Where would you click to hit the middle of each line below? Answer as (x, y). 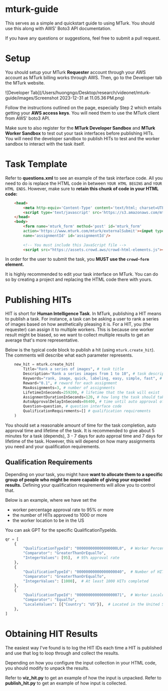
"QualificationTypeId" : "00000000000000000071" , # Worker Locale (94, 595)
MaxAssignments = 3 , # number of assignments (69, 388)
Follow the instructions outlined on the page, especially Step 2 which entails (83, 107)
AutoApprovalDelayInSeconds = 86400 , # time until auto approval (90, 402)
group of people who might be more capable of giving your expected (78, 480)
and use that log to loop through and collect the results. (62, 653)
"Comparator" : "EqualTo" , (50, 600)
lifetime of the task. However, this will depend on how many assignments (80, 441)
